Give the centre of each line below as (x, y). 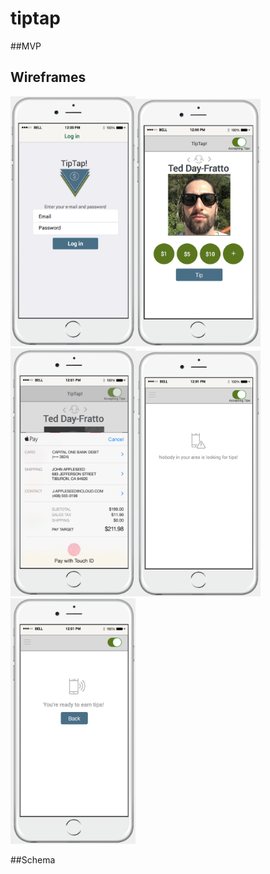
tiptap (35, 18)
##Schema (33, 860)
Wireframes (48, 77)
